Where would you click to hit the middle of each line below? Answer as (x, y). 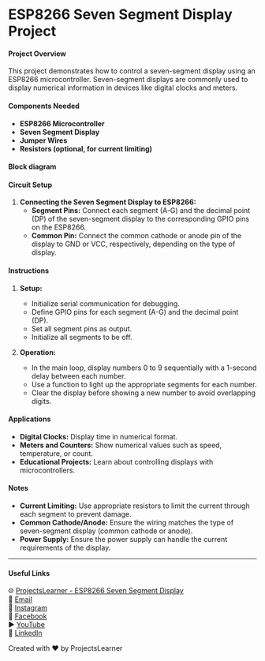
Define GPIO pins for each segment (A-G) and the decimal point (135, 312)
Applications (30, 419)
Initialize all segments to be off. (82, 337)
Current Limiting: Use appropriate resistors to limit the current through (134, 506)
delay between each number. (78, 375)
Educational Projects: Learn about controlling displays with (116, 461)
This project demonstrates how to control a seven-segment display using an (132, 71)
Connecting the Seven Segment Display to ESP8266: (108, 202)
